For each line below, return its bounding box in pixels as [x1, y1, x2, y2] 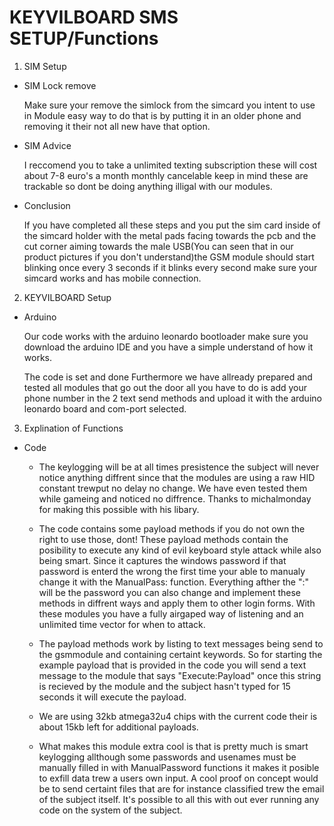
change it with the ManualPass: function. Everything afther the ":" [38, 576, 310, 588]
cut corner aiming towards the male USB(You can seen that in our [23, 240, 294, 252]
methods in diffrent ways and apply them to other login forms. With [38, 597, 316, 609]
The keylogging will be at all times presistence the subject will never [38, 461, 320, 473]
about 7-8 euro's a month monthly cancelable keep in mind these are [23, 169, 309, 181]
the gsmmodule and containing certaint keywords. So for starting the [38, 648, 323, 660]
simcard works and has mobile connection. [23, 272, 202, 284]
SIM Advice [23, 139, 72, 151]
